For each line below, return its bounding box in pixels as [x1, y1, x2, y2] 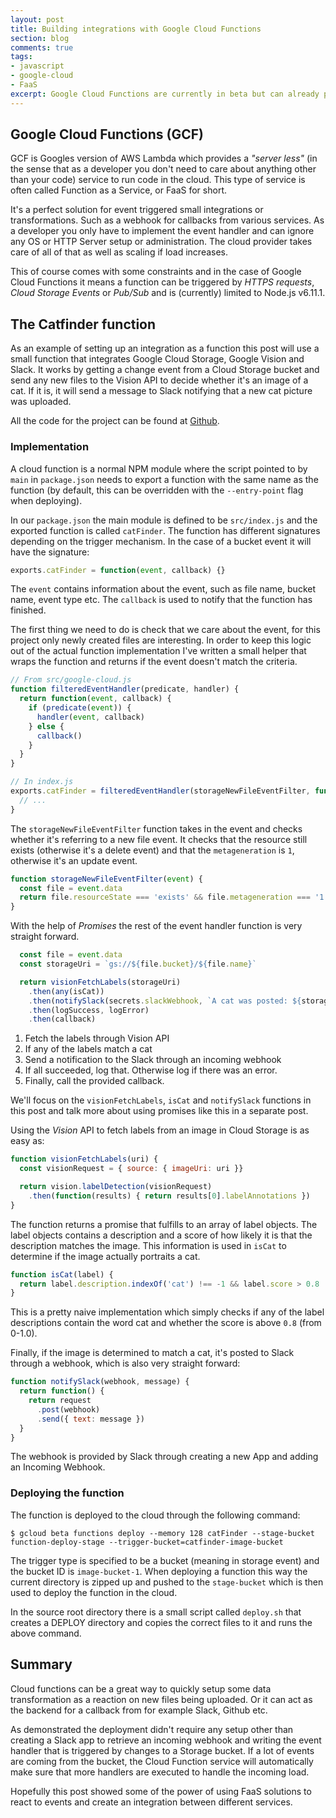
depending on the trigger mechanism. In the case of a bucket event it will [10, 535, 312, 547]
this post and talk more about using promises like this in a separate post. [10, 1105, 309, 1117]
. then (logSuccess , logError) [28, 1005, 150, 1015]
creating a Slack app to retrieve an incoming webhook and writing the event [10, 1734, 322, 1746]
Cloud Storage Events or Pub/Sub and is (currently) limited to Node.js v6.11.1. [10, 287, 326, 299]
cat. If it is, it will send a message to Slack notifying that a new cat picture [10, 385, 313, 397]
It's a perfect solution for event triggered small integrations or [10, 204, 264, 216]
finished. [10, 604, 47, 616]
